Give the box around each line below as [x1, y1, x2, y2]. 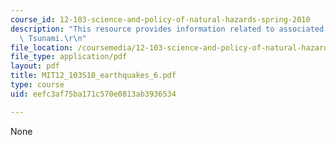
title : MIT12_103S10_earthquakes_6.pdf [10, 71, 177, 81]
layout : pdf [10, 61, 60, 71]
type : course [10, 80, 65, 90]
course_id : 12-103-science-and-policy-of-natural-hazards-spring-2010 [10, 14, 311, 25]
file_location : [10, 42, 74, 53]
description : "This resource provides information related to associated [10, 24, 325, 34]
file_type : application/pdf [10, 52, 128, 62]
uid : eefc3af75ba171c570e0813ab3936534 [10, 89, 177, 99]
